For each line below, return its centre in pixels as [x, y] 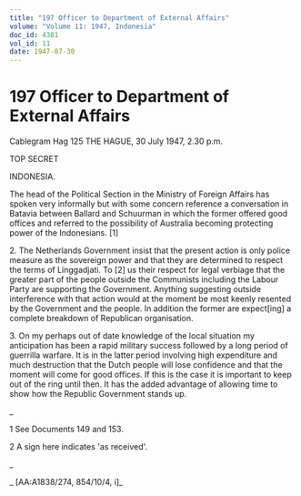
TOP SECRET [34, 159]
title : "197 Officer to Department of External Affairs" [120, 18]
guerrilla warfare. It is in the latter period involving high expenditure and [144, 355]
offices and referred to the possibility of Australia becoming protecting [141, 223]
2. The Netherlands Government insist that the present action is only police [150, 250]
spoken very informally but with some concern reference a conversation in [149, 204]
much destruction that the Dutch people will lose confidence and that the [146, 365]
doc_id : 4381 [34, 35]
